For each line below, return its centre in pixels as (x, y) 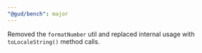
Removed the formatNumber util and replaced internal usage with (101, 34)
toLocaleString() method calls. (54, 41)
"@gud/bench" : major (38, 14)
